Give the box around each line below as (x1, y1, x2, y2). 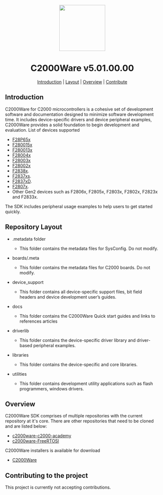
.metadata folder (12, 236, 46, 242)
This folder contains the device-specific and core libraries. (19, 361, 138, 367)
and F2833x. (12, 194, 38, 200)
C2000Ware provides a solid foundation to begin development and (5, 122, 140, 128)
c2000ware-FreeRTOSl (12, 438, 59, 444)
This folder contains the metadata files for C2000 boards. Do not (19, 264, 150, 270)
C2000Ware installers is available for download (5, 447, 100, 454)
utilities (12, 371, 27, 377)
